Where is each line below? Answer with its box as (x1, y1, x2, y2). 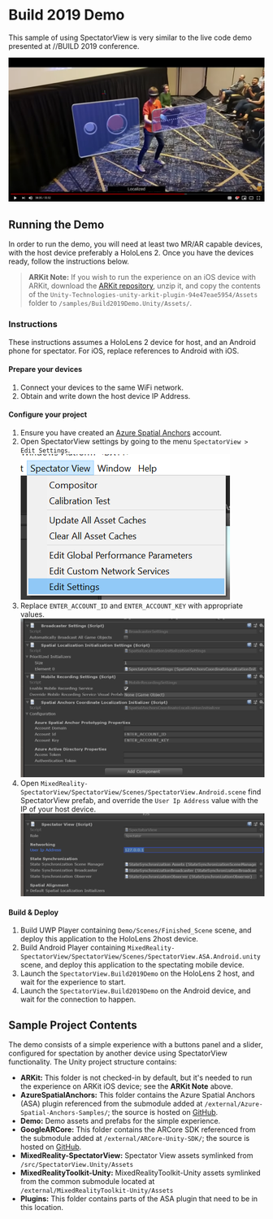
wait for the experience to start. (19, 977, 126, 987)
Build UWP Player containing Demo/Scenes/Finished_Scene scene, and (19, 925, 252, 935)
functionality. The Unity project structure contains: (8, 1057, 177, 1067)
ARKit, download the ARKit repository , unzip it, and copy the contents (28, 281, 262, 291)
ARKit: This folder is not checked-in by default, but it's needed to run (19, 1073, 253, 1082)
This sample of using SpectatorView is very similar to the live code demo (8, 33, 252, 42)
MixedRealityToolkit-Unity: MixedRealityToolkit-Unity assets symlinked (19, 1168, 262, 1177)
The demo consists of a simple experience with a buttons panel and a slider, (8, 1040, 263, 1049)
